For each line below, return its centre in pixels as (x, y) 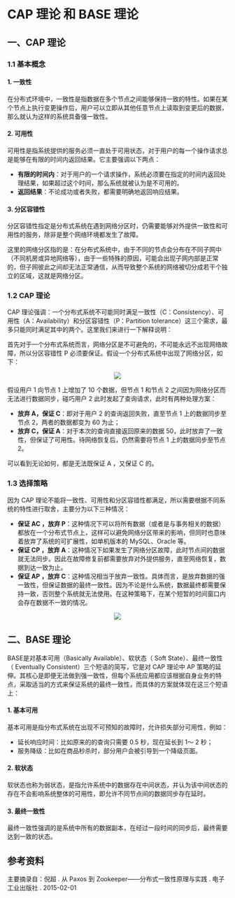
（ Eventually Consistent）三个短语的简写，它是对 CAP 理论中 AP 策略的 (111, 666)
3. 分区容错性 (26, 209)
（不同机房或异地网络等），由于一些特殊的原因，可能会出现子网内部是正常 (113, 258)
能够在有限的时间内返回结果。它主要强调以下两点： (87, 159)
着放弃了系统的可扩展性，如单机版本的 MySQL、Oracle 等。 (104, 541)
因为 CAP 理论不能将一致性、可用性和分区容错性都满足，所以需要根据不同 (113, 500)
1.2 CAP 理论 (29, 296)
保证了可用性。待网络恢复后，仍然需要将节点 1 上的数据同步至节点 (131, 440)
